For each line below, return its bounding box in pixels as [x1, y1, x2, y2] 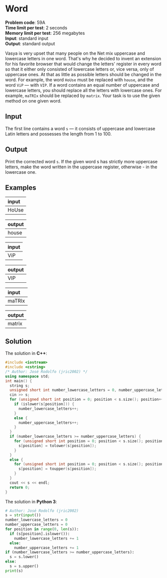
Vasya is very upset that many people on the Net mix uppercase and [5, 50, 145, 56]
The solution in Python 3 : [5, 498, 57, 504]
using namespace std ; [5, 374, 50, 379]
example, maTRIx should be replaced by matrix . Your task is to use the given [5, 93, 161, 99]
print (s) [5, 568, 23, 573]
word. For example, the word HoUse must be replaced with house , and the [5, 77, 153, 83]
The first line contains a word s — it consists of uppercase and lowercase [5, 125, 156, 131]
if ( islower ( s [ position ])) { [14, 402, 75, 407]
